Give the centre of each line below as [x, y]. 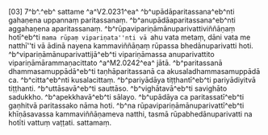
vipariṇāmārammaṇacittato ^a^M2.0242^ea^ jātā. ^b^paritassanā [115, 63]
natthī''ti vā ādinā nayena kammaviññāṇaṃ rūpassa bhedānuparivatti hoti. [131, 46]
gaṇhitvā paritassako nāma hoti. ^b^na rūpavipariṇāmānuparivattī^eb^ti [126, 105]
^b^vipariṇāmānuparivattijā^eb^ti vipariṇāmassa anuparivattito [112, 54]
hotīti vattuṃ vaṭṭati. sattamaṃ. [60, 123]
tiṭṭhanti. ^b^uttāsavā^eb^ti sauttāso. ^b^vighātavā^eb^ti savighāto [118, 88]
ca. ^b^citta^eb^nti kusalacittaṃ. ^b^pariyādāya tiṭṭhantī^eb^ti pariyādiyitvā [132, 80]
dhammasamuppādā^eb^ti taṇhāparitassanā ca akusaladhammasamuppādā [134, 71]
